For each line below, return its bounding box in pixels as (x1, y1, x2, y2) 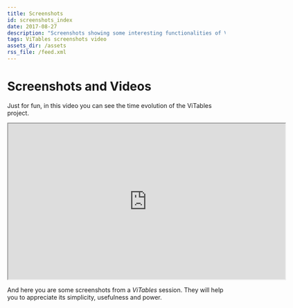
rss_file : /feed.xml (7, 49, 67, 56)
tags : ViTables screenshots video (7, 36, 107, 43)
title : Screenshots (7, 10, 64, 17)
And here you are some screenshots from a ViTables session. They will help (7, 285, 224, 294)
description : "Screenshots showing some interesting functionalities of (7, 29, 222, 37)
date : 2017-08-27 (7, 23, 57, 30)
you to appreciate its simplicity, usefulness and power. (7, 293, 162, 301)
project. (7, 109, 30, 117)
